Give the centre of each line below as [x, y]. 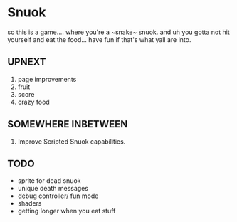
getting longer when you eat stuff [67, 211]
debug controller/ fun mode [58, 196]
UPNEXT [27, 62]
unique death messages [53, 189]
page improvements [47, 79]
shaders [30, 203]
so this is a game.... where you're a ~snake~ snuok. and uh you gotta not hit [118, 32]
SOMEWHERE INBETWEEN [68, 124]
